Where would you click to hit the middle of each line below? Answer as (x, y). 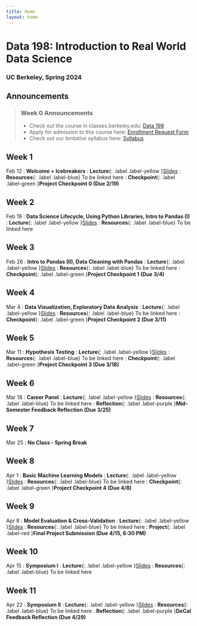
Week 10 (22, 551)
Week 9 (20, 507)
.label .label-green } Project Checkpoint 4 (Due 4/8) (69, 487)
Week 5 (20, 337)
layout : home (22, 17)
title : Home (21, 11)
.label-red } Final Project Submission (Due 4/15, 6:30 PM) (76, 533)
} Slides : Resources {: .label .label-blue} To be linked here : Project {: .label (96, 527)
